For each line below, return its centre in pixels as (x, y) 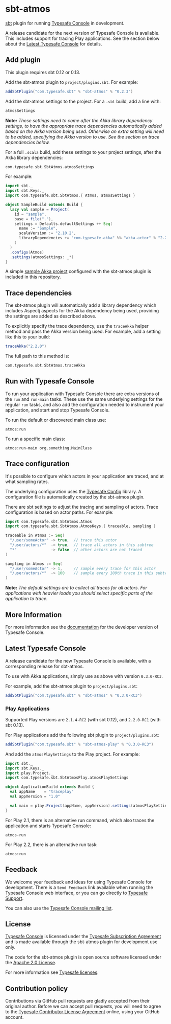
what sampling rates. (27, 482)
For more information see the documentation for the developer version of (82, 627)
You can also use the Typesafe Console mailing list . (59, 908)
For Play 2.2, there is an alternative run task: (51, 845)
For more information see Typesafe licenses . (52, 972)
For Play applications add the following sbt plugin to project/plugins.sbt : (82, 735)
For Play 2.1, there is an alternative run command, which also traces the (80, 820)
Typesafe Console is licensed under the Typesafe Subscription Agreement (83, 937)
